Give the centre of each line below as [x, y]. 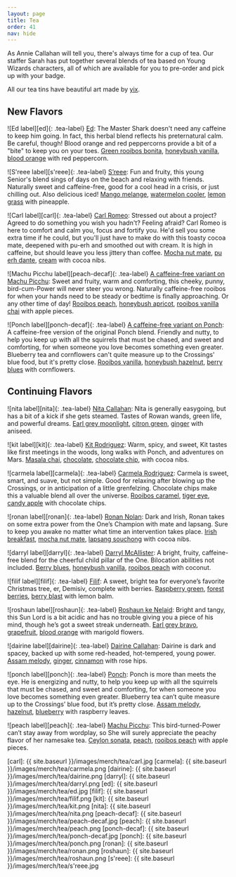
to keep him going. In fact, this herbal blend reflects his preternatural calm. [115, 136]
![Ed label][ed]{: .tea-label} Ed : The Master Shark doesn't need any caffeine [117, 129]
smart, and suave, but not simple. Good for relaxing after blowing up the [111, 480]
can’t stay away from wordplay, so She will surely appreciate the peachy [112, 732]
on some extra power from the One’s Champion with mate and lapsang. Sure [118, 524]
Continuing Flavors [50, 392]
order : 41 [22, 27]
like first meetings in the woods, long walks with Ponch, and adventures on [116, 452]
